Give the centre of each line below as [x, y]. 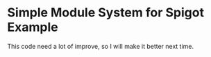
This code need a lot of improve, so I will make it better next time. [101, 46]
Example [33, 27]
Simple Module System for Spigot [106, 13]
